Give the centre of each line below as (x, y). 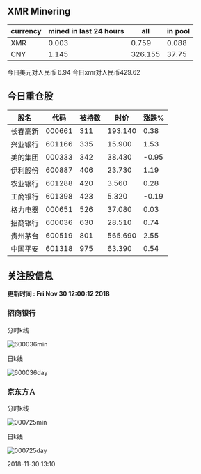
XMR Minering (39, 12)
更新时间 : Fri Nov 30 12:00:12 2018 (58, 294)
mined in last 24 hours (86, 31)
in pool (178, 31)
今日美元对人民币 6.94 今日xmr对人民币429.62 (74, 72)
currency (26, 31)
